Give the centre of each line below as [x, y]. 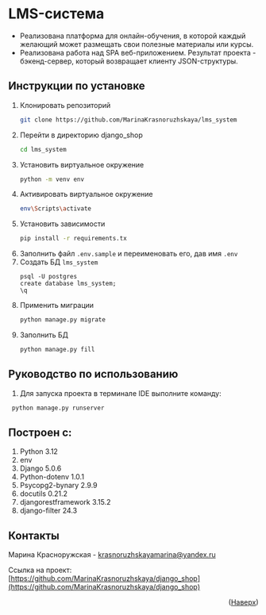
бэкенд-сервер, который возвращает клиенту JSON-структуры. [129, 61]
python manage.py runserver [58, 408]
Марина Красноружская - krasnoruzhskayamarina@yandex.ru [112, 555]
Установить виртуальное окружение [82, 164]
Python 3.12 [39, 452]
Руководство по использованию [93, 374]
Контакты [34, 535]
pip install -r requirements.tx [73, 239]
